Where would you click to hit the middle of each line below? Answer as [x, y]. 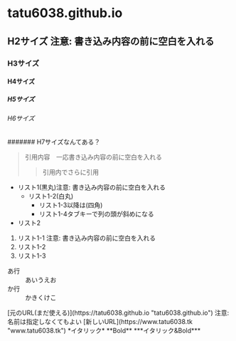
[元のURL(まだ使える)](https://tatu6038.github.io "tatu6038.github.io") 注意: [118, 313]
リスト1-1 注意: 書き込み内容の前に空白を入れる [87, 238]
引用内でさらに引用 [71, 172]
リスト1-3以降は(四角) [71, 205]
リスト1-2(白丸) [51, 196]
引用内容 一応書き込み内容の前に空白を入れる [93, 157]
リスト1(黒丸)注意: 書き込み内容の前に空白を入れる [91, 187]
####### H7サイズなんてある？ [54, 142]
